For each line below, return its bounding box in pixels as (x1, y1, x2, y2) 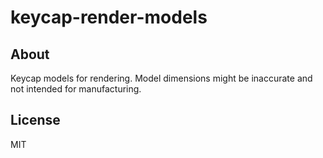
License (10, 112, 61, 129)
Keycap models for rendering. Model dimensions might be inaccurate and (10, 72, 313, 84)
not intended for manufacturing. (10, 83, 142, 95)
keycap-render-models (10, 6, 208, 29)
